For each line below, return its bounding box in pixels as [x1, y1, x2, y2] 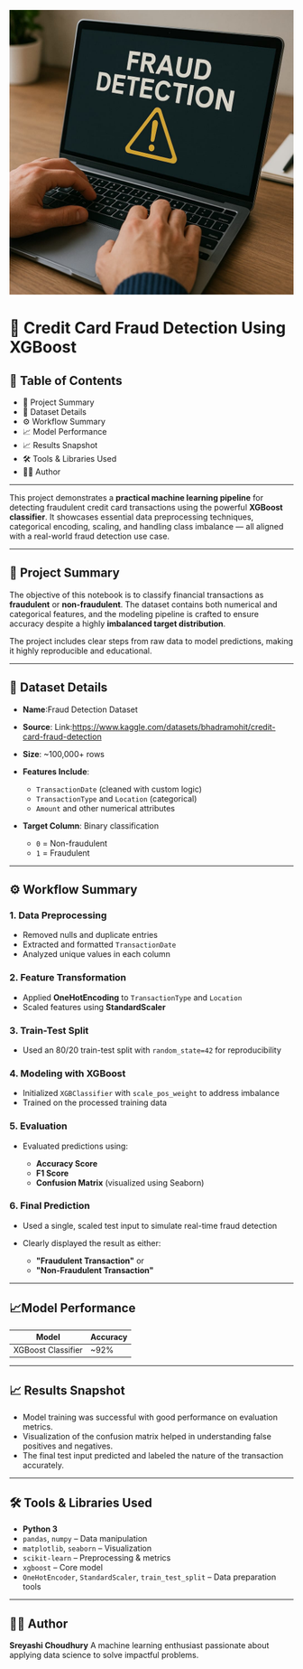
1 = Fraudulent [35, 847, 90, 858]
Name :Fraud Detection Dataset [22, 704, 138, 715]
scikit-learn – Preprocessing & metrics [22, 1552, 171, 1563]
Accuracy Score [35, 1158, 97, 1168]
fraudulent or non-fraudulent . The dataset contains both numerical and [9, 598, 278, 610]
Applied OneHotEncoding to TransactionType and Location [22, 991, 243, 1003]
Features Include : [22, 765, 90, 777]
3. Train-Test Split [9, 1024, 89, 1036]
